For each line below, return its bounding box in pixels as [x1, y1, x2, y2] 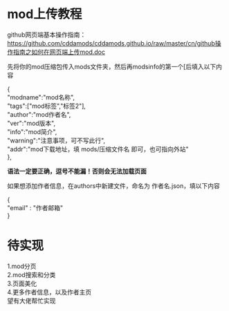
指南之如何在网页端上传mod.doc [12, 48, 106, 56]
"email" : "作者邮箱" [7, 203, 64, 211]
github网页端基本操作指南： [7, 30, 86, 39]
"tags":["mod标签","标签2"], [7, 102, 86, 110]
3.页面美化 [7, 279, 37, 288]
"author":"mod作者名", [7, 110, 71, 118]
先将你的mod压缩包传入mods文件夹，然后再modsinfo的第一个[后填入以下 [7, 62, 217, 70]
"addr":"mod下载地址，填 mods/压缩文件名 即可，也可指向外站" [7, 144, 189, 153]
